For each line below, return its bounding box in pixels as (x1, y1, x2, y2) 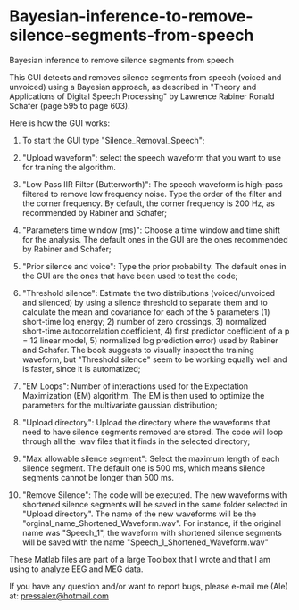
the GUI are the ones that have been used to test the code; (21, 270, 238, 281)
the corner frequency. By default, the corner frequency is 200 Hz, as (21, 198, 275, 209)
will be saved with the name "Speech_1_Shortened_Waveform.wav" (21, 537, 270, 548)
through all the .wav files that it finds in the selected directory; (21, 435, 251, 447)
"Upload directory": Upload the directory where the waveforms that (21, 416, 270, 427)
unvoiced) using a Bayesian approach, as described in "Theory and (9, 81, 257, 92)
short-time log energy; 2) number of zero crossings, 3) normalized (21, 316, 267, 326)
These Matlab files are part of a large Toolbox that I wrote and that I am (9, 554, 270, 565)
